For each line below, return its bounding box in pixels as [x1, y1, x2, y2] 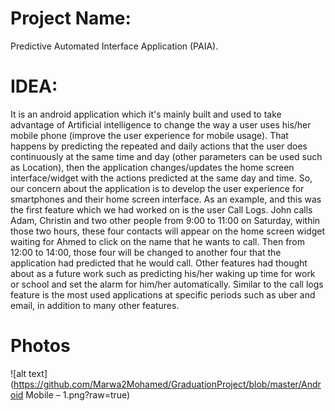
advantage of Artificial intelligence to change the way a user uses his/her [10, 118, 312, 131]
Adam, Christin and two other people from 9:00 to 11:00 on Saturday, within [10, 214, 321, 226]
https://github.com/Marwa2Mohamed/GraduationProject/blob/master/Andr [13, 378, 322, 390]
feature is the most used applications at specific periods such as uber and [10, 288, 316, 301]
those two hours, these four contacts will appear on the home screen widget [10, 225, 325, 237]
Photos [10, 335, 71, 357]
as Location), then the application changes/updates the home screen [10, 161, 295, 173]
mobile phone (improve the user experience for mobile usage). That [10, 129, 289, 141]
